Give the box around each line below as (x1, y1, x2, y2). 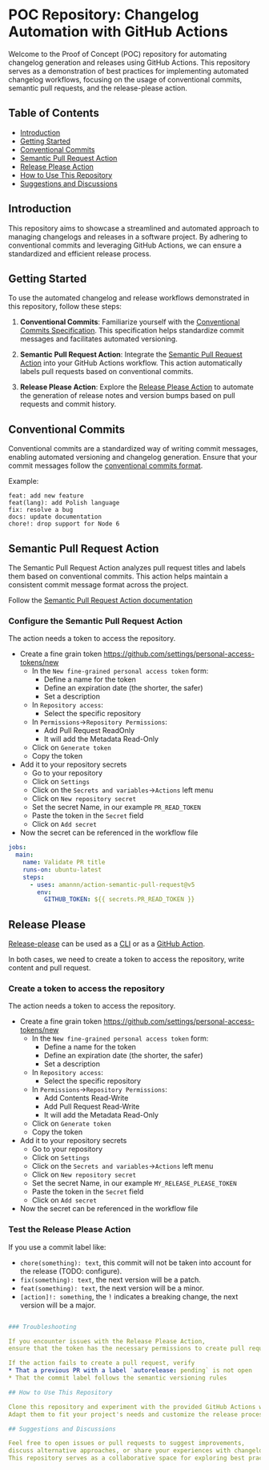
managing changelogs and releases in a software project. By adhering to (8, 232, 248, 241)
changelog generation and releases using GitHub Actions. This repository (8, 58, 251, 67)
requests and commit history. (19, 399, 117, 409)
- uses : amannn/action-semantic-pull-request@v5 (29, 880, 195, 888)
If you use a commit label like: (8, 1242, 106, 1251)
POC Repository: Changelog (8, 6, 199, 24)
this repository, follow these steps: (8, 302, 122, 312)
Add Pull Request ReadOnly (43, 726, 134, 735)
